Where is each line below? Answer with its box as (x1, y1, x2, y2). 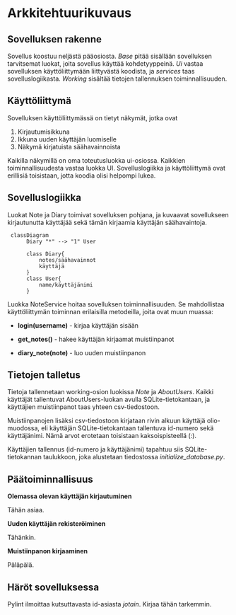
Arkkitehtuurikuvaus (7, 5, 132, 21)
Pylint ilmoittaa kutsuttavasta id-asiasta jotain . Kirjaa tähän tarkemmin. (7, 600, 212, 609)
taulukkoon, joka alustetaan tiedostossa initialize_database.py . (43, 453, 225, 461)
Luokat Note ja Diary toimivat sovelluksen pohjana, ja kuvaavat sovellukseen (7, 210, 230, 219)
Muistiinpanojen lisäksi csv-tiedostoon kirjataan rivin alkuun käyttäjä (7, 416, 206, 425)
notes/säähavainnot (38, 256, 97, 263)
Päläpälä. (7, 561, 34, 569)
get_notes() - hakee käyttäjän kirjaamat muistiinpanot (17, 335, 175, 343)
